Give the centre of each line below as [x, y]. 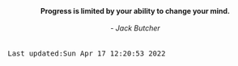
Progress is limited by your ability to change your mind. [135, 11]
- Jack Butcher [135, 28]
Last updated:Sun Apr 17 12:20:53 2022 [87, 54]
